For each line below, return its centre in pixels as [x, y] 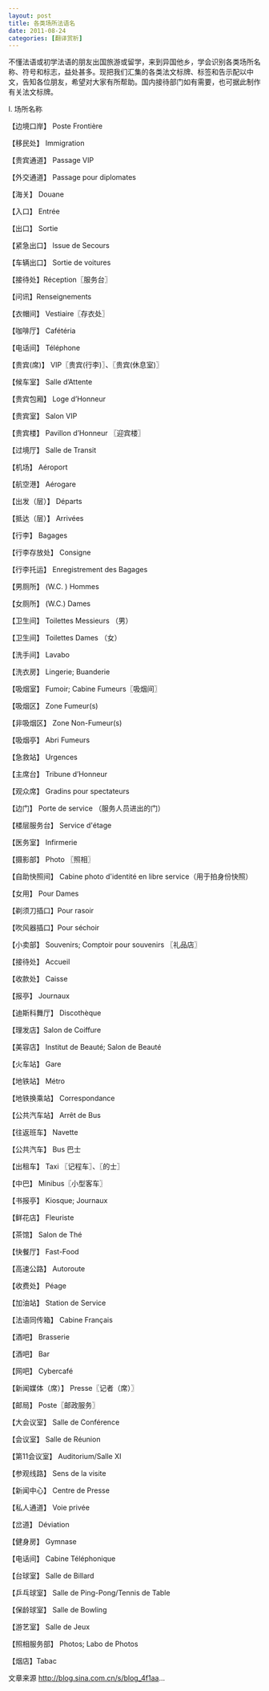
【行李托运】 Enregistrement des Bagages [78, 570]
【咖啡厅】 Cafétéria [42, 331]
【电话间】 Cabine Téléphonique [62, 1559]
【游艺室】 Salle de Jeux [49, 1627]
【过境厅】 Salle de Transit [52, 450]
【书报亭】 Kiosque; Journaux [58, 1201]
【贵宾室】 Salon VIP [43, 416]
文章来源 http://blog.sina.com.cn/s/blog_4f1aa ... [87, 1678]
